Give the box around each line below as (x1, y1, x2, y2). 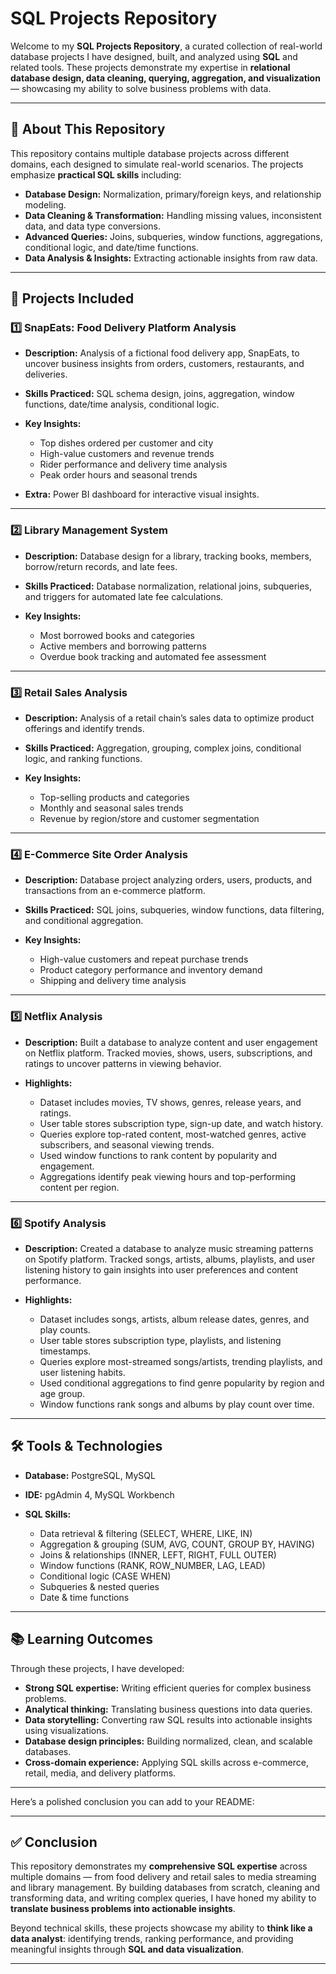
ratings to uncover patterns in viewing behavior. (24, 1057, 222, 1069)
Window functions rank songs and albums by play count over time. (39, 1398, 315, 1410)
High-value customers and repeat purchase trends (39, 953, 249, 966)
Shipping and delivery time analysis (39, 975, 187, 987)
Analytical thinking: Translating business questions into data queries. (24, 1703, 313, 1715)
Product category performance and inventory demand (39, 964, 263, 976)
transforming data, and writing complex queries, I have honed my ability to (10, 1892, 317, 1904)
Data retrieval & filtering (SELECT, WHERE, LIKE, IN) (39, 1527, 253, 1539)
